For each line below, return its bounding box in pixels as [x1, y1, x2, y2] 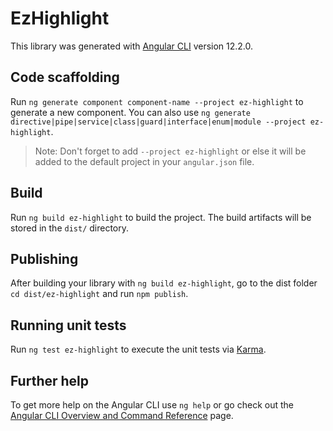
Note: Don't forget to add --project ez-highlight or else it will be [34, 145, 307, 157]
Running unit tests [10, 317, 127, 334]
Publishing [10, 250, 79, 267]
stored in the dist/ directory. [10, 222, 130, 234]
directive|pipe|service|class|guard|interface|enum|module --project [10, 117, 307, 127]
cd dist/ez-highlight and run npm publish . [10, 288, 189, 300]
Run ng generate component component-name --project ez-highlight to [10, 95, 304, 107]
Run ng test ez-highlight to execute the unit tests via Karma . [10, 343, 267, 356]
